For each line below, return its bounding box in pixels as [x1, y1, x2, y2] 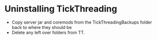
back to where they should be [11, 24, 72, 30]
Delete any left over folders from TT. [11, 29, 85, 35]
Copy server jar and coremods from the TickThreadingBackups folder [11, 19, 152, 25]
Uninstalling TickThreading [4, 3, 117, 14]
